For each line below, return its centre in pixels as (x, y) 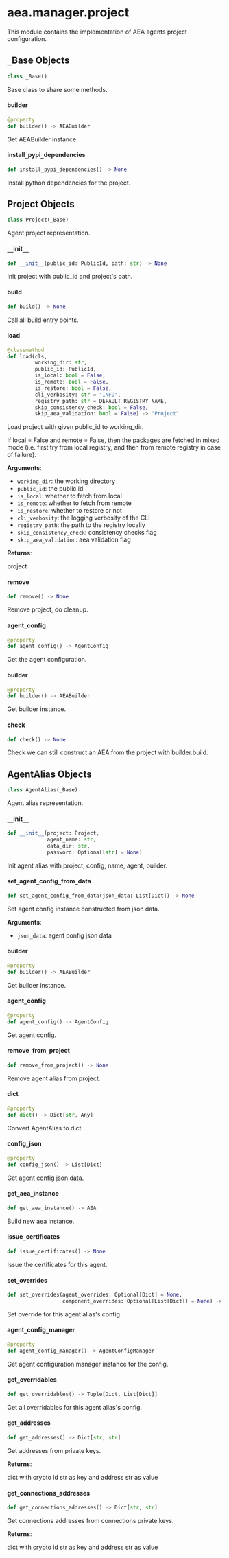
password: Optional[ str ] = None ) (95, 852)
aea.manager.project (68, 13)
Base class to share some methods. (57, 89)
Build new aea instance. (41, 1221)
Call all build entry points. (43, 320)
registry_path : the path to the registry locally (81, 525)
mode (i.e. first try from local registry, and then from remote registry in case (114, 447)
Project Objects (41, 204)
